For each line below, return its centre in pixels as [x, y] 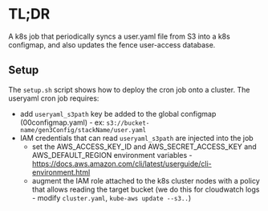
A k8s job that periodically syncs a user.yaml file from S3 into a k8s [119, 36]
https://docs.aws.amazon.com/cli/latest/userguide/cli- [122, 163]
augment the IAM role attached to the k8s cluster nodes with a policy [146, 180]
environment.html [61, 172]
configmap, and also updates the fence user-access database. [112, 44]
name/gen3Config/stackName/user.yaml [83, 130]
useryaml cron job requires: [54, 98]
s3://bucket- [128, 123]
